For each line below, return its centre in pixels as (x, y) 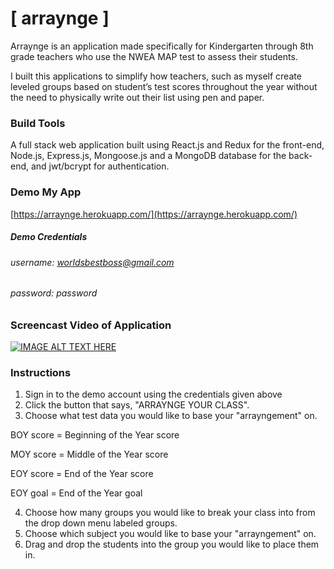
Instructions (41, 373)
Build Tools (38, 123)
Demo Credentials (49, 237)
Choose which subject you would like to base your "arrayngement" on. (170, 534)
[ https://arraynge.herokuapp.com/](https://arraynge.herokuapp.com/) (154, 214)
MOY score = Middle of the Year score (89, 454)
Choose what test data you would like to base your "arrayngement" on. (171, 416)
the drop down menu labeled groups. (101, 523)
